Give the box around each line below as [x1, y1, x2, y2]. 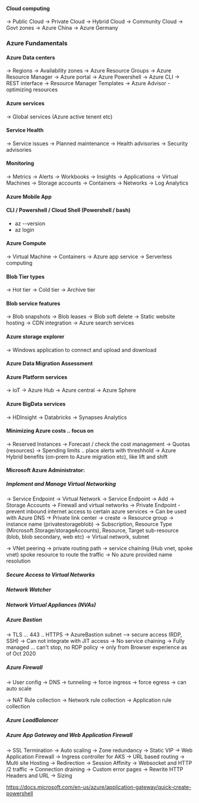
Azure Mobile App [6, 193, 52, 200]
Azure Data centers [6, 54, 55, 61]
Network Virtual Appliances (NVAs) [6, 601, 96, 608]
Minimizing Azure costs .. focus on [6, 427, 94, 435]
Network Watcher [6, 586, 52, 593]
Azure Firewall [6, 664, 43, 671]
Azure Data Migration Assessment [6, 360, 93, 367]
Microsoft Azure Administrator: [6, 467, 85, 474]
